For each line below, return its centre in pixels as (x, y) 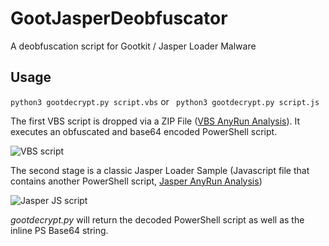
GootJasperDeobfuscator (119, 18)
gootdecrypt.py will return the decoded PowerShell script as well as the (157, 219)
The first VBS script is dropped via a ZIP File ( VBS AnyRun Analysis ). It (155, 121)
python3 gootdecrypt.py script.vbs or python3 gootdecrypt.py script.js (165, 101)
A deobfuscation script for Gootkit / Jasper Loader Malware (133, 46)
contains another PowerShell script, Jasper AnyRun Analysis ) (136, 181)
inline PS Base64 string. (59, 230)
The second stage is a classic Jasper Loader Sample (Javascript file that (160, 170)
